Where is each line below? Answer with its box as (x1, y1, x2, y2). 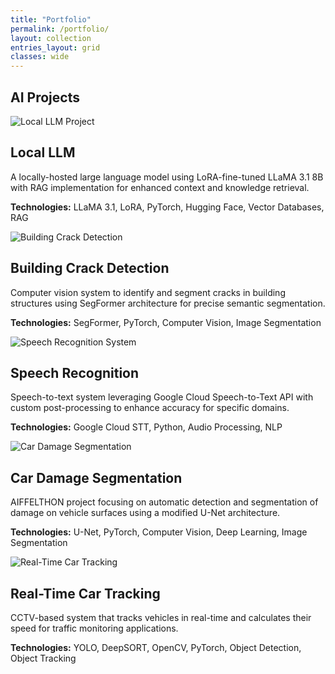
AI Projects (10, 89, 80, 106)
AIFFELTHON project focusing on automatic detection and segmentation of (10, 496, 319, 508)
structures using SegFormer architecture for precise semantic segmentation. (10, 297, 326, 309)
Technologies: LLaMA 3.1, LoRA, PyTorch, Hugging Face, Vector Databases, (10, 201, 325, 213)
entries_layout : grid (10, 42, 101, 53)
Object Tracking (10, 652, 77, 664)
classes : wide (10, 52, 70, 62)
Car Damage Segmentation (10, 469, 183, 486)
